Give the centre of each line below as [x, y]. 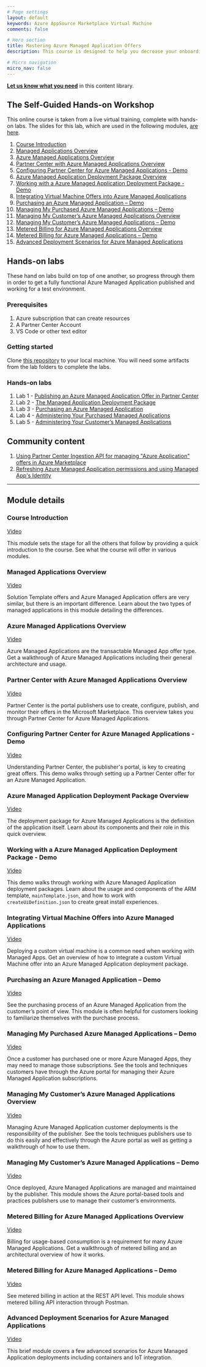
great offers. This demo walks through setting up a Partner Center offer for [101, 773]
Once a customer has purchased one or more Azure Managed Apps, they [99, 1059]
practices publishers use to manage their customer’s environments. [92, 1201]
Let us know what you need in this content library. [70, 86]
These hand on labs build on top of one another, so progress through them [101, 276]
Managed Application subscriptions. [53, 1078]
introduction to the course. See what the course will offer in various [92, 549]
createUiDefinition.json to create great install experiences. [83, 902]
